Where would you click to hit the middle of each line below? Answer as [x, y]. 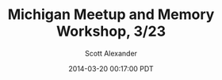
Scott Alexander [111, 53]
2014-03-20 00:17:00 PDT [111, 68]
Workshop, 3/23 [111, 31]
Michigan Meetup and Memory [111, 15]
